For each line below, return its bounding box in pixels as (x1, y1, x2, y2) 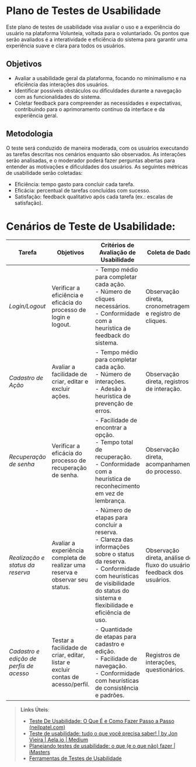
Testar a (51, 636, 74, 644)
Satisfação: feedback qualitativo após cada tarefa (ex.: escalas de (14, 193, 173, 200)
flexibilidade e (95, 601, 134, 609)
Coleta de (146, 248, 175, 256)
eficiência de (95, 608, 131, 617)
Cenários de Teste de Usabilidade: (6, 219, 176, 233)
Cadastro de (9, 373, 44, 381)
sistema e (95, 594, 122, 602)
